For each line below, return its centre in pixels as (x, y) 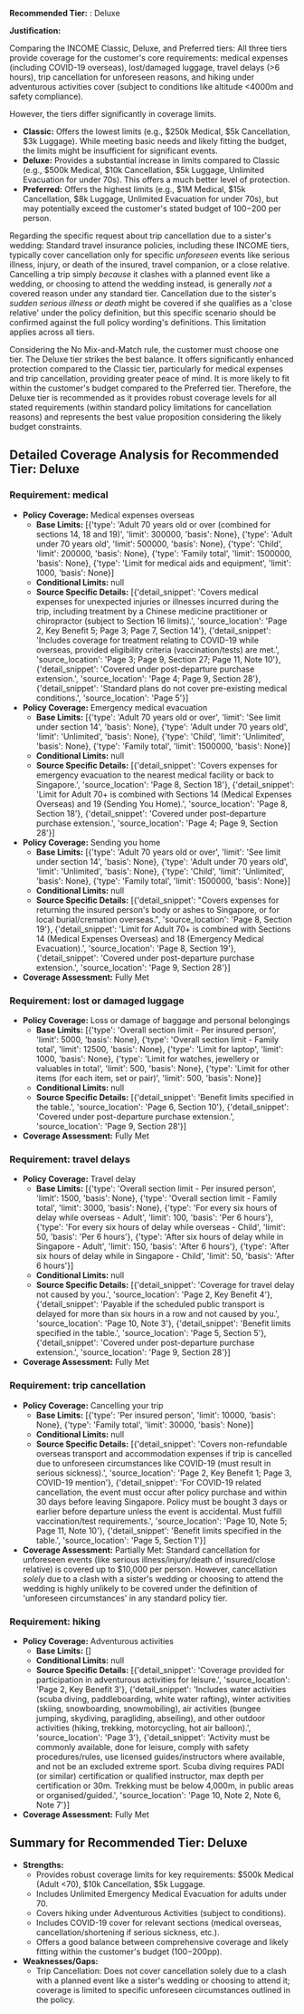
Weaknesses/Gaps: (60, 1961)
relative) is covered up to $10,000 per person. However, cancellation (150, 1569)
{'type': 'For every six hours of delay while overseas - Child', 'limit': (161, 1227)
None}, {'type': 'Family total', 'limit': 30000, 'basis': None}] (145, 1424)
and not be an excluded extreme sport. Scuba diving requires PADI (160, 1766)
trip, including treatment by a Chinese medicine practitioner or (152, 611)
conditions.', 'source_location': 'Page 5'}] (112, 698)
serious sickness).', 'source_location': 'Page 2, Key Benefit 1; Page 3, (164, 1473)
